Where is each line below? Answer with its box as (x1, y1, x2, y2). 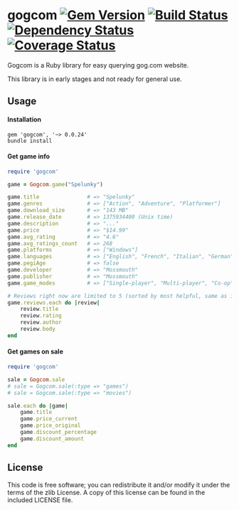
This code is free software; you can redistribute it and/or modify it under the (7, 480, 230, 489)
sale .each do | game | (7, 402, 69, 409)
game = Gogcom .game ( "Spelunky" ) (7, 181, 103, 188)
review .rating (20, 312, 62, 319)
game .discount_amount (20, 435, 84, 442)
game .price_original (20, 422, 81, 430)
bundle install (7, 137, 53, 144)
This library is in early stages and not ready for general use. (7, 75, 183, 83)
